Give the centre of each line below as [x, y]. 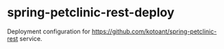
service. [31, 38]
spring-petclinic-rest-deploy [91, 13]
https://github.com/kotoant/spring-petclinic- [154, 31]
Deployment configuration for [49, 31]
